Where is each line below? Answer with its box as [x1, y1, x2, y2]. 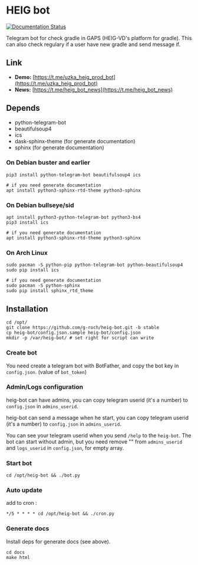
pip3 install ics [6, 219, 49, 226]
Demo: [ [14, 73, 35, 80]
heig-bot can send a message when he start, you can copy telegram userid [6, 414, 189, 421]
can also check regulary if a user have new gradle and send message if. [6, 41, 181, 48]
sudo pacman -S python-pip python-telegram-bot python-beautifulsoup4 [6, 262, 183, 268]
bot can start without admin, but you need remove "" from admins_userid [6, 438, 183, 445]
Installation [6, 304, 48, 314]
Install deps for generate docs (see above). [6, 538, 111, 545]
